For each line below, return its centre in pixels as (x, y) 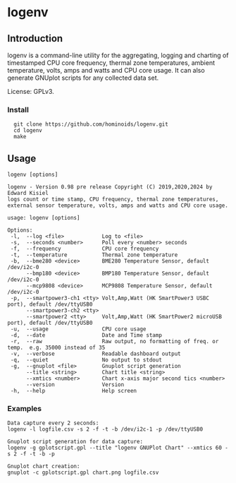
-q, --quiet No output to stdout (86, 360)
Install (18, 109)
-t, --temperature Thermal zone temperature (94, 255)
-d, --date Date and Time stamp (86, 335)
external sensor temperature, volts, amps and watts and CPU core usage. (118, 205)
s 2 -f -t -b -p (31, 454)
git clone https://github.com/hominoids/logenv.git (91, 124)
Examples (25, 409)
